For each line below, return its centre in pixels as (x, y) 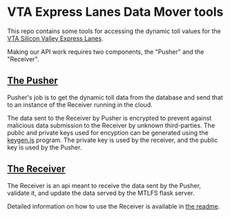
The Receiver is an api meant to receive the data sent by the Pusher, (104, 185)
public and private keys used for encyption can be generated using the (108, 132)
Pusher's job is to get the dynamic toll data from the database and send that (115, 97)
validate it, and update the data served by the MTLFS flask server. (101, 193)
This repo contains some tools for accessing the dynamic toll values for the (114, 31)
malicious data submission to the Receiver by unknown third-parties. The (111, 125)
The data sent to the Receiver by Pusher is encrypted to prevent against (109, 118)
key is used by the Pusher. (45, 147)
